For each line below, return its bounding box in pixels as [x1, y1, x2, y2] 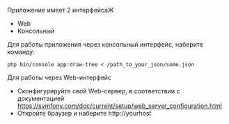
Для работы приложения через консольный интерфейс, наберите [7, 40, 204, 48]
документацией [17, 94, 65, 102]
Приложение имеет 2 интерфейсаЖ [7, 6, 114, 14]
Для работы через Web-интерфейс [7, 73, 112, 82]
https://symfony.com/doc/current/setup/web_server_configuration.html [17, 102, 223, 110]
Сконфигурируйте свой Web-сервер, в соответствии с [17, 87, 180, 95]
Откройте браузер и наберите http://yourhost [17, 109, 152, 117]
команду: [7, 48, 35, 56]
